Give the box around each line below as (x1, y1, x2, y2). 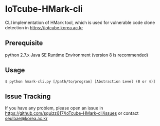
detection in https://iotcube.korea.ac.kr (5, 24, 84, 30)
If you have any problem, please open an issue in (5, 105, 104, 111)
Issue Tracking (5, 92, 51, 101)
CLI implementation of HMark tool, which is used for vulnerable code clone (5, 20, 155, 25)
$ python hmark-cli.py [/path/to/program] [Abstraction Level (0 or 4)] (5, 79, 156, 84)
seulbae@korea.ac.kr (5, 116, 48, 122)
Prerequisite (5, 39, 43, 47)
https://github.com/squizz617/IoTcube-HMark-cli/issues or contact (5, 110, 139, 116)
